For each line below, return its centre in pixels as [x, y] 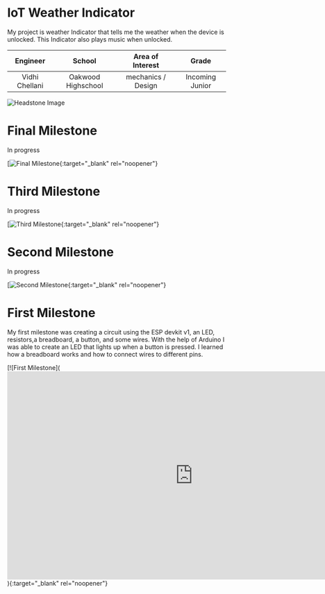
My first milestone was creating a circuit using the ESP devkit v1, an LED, [111, 332]
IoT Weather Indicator [71, 13]
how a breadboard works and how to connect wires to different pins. [105, 354]
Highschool [84, 85]
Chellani [30, 85]
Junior [201, 85]
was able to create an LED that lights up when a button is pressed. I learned [115, 347]
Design [146, 85]
